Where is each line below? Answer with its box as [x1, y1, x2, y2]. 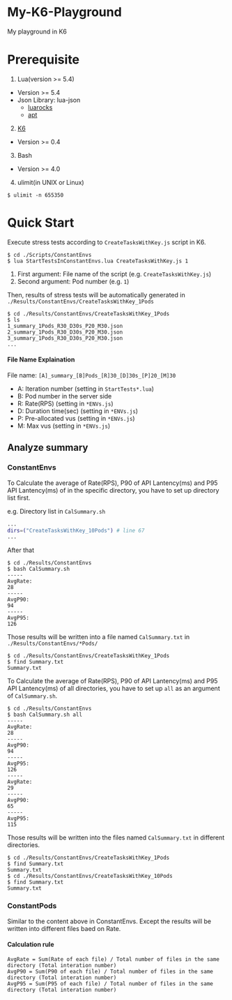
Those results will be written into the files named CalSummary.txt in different [7, 833, 225, 842]
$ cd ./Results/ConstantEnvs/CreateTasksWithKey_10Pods [7, 873, 173, 880]
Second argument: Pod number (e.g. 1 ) [17, 277, 130, 285]
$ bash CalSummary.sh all [7, 711, 82, 719]
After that [7, 546, 35, 555]
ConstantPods [7, 901, 57, 911]
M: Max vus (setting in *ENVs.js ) [17, 421, 110, 430]
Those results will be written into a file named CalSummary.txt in [7, 633, 190, 641]
